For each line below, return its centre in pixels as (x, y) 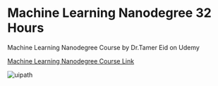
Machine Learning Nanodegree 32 (109, 13)
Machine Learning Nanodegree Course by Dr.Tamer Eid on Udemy (103, 47)
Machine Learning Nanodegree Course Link (71, 61)
